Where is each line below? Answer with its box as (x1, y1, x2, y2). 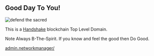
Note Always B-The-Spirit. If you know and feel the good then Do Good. (5, 36, 150, 41)
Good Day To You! (5, 4, 61, 12)
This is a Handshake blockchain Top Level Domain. (5, 26, 108, 32)
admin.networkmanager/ (5, 45, 55, 51)
